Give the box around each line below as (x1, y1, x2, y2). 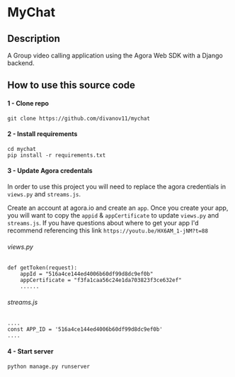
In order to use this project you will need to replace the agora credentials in (7, 182, 227, 191)
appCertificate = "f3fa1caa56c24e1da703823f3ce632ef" (20, 277, 182, 284)
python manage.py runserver (7, 363, 91, 370)
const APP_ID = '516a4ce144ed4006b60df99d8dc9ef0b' (7, 326, 163, 333)
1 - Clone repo (7, 99, 50, 107)
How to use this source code (7, 79, 136, 91)
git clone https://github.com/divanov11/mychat (7, 115, 151, 122)
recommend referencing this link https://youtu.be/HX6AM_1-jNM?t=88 (7, 226, 209, 235)
